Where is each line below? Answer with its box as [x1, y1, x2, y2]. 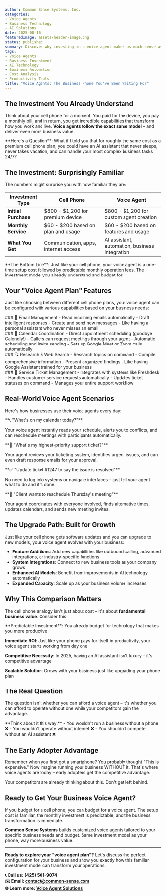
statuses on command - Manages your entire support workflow [5, 380, 134, 386]
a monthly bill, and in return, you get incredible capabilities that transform [5, 118, 155, 124]
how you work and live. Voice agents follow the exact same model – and [5, 123, 154, 129]
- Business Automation [5, 68, 52, 72]
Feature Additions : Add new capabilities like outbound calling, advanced [12, 549, 161, 554]
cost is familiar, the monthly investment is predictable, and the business [5, 812, 151, 818]
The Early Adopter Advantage [5, 746, 99, 755]
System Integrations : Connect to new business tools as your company [12, 559, 157, 565]
